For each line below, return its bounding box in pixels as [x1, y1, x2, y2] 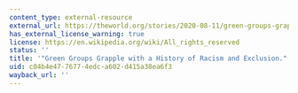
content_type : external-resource [9, 12, 133, 22]
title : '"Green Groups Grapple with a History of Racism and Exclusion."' [9, 54, 292, 63]
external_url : [9, 21, 62, 30]
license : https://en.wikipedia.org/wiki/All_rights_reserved [9, 37, 240, 47]
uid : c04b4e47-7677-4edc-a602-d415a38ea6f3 [9, 63, 173, 72]
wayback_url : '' [9, 71, 69, 80]
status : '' [9, 46, 50, 55]
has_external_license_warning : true [9, 29, 145, 38]
